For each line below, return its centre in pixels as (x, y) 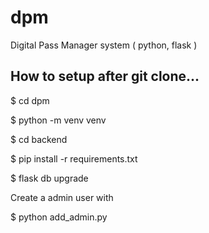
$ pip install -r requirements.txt (74, 158)
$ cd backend (39, 139)
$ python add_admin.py (59, 217)
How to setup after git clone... (105, 76)
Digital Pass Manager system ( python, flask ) (104, 45)
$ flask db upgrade (49, 178)
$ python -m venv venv (58, 120)
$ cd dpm (30, 100)
